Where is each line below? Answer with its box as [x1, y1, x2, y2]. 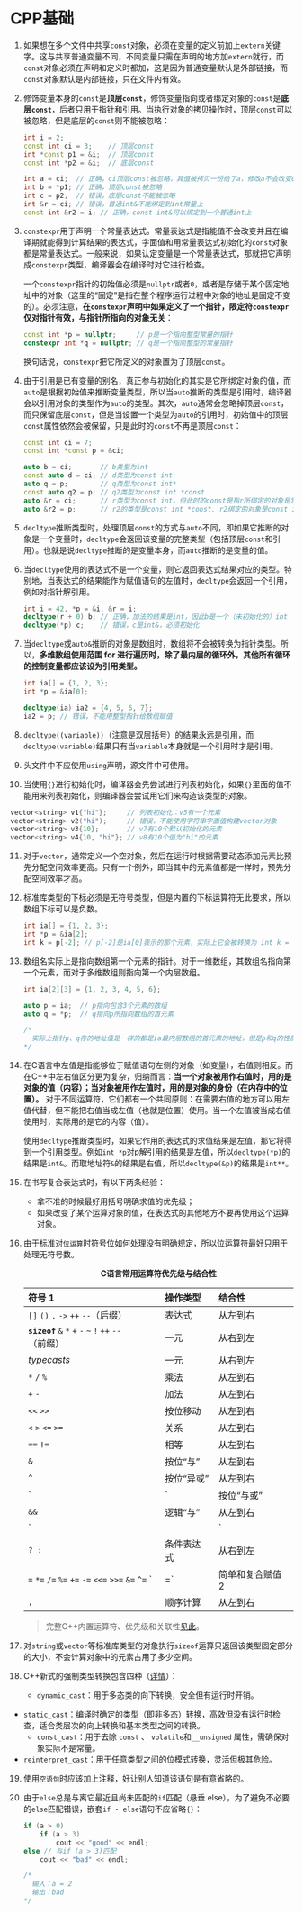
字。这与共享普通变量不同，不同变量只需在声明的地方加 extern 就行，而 [22, 50, 284, 61]
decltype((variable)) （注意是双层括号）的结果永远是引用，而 [22, 729, 254, 739]
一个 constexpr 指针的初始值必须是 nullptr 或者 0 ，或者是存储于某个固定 [22, 278, 281, 289]
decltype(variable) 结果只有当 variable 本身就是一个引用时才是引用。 [22, 740, 278, 751]
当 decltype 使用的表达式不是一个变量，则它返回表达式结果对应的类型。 [22, 564, 285, 575]
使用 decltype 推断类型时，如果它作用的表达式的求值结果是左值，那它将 [22, 1136, 285, 1147]
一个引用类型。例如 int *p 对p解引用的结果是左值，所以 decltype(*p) [31, 1147, 282, 1157]
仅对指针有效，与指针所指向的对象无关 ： [22, 312, 174, 322]
